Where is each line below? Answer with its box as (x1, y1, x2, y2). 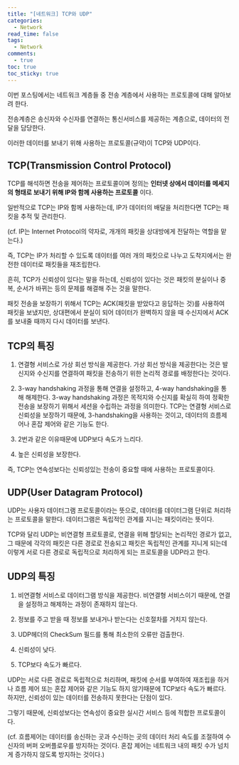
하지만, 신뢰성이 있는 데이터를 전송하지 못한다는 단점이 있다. (7, 693, 173, 702)
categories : (7, 17, 43, 24)
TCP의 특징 (7, 339, 55, 352)
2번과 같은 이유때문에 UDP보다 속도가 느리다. (17, 435, 144, 443)
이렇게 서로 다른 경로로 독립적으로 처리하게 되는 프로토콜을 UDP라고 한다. (7, 547, 211, 556)
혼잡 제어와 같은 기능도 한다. (31, 420, 109, 428)
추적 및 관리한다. (20, 212, 66, 221)
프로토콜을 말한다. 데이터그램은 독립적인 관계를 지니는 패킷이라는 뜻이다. (14, 515, 215, 523)
